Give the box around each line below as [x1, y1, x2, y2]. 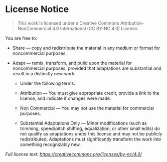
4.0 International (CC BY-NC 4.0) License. [52, 25, 139, 31]
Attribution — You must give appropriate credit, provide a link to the [20, 90, 159, 96]
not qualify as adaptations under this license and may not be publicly [20, 130, 162, 136]
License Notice [5, 4, 69, 15]
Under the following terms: [20, 80, 75, 86]
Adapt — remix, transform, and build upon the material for [12, 60, 132, 66]
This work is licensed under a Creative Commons [17, 20, 119, 26]
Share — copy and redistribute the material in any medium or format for [12, 45, 160, 51]
